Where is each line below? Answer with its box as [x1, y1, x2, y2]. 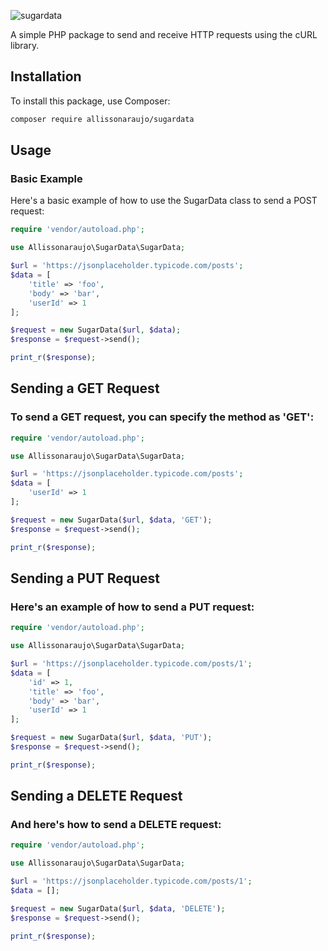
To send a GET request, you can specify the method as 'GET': [10, 410, 315, 424]
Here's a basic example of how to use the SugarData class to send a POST [10, 195, 318, 207]
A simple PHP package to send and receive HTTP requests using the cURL [10, 29, 318, 40]
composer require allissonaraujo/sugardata [10, 114, 195, 124]
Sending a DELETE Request [10, 788, 183, 805]
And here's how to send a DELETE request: [10, 818, 222, 832]
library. [10, 40, 40, 51]
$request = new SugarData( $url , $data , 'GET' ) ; [10, 515, 213, 525]
